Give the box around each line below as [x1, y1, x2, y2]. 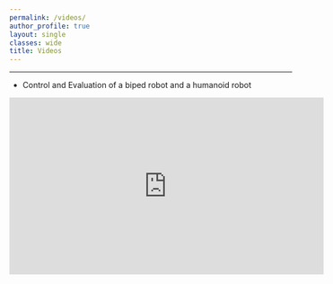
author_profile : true [9, 22, 91, 31]
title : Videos [9, 47, 63, 56]
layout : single [9, 30, 66, 39]
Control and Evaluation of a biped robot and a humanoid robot [22, 80, 251, 91]
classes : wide [9, 38, 63, 48]
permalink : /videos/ [9, 13, 87, 22]
